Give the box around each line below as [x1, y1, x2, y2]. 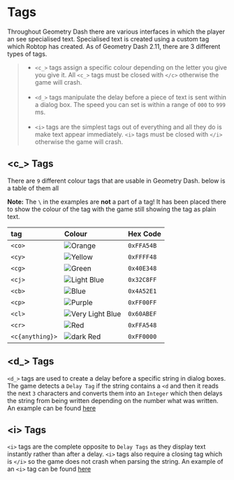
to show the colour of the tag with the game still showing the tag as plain [7, 204, 217, 213]
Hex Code [128, 229, 162, 239]
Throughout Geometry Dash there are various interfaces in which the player [7, 27, 226, 36]
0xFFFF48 [128, 253, 157, 261]
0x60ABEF [128, 309, 157, 318]
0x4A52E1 [128, 287, 157, 295]
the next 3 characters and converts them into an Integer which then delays [7, 389, 223, 397]
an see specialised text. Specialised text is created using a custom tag [7, 34, 210, 43]
